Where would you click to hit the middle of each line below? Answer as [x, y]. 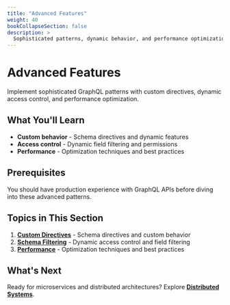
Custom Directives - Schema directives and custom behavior [104, 235]
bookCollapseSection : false [47, 26]
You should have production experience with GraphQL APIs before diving [110, 189]
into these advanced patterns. [49, 196]
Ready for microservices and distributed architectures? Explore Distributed [113, 287]
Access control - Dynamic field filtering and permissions [97, 144]
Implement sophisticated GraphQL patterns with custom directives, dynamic [114, 92]
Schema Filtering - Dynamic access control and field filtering [103, 242]
